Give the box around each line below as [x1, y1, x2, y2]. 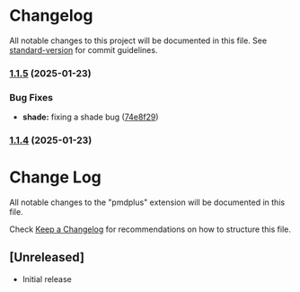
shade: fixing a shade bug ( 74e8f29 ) [22, 111, 159, 122]
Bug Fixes [9, 91, 54, 103]
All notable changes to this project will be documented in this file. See [9, 35, 268, 46]
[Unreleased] [9, 250, 85, 265]
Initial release [22, 273, 72, 284]
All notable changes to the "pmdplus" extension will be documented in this [9, 197, 286, 208]
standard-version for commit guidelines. [9, 44, 158, 55]
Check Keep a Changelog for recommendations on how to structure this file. [9, 224, 292, 234]
